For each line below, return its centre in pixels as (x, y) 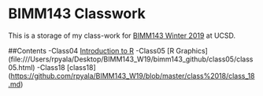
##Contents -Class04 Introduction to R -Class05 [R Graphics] (108, 50)
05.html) (22, 67)
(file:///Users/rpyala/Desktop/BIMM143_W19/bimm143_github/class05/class (131, 59)
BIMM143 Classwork (77, 14)
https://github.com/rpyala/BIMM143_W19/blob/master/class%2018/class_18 (133, 76)
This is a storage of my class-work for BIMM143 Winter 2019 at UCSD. (122, 35)
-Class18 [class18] (66, 67)
